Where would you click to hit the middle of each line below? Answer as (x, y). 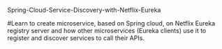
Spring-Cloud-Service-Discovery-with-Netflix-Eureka (84, 10)
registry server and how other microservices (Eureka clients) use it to (107, 31)
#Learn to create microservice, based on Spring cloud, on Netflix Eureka (111, 23)
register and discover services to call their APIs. (76, 38)
